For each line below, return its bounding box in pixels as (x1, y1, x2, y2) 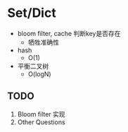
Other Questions (17, 118, 65, 126)
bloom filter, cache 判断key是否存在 (17, 29, 121, 37)
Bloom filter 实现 (17, 109, 65, 118)
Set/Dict (7, 5, 56, 21)
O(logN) (27, 69, 51, 78)
